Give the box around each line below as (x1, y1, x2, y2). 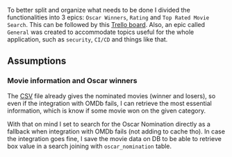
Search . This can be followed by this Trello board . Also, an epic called (7, 21, 206, 28)
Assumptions (7, 55, 67, 67)
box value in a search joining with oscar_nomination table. (7, 142, 172, 150)
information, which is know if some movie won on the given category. (7, 107, 206, 115)
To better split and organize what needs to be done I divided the (7, 6, 191, 14)
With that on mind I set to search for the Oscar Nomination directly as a (7, 120, 210, 128)
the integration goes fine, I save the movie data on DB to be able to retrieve (7, 134, 222, 142)
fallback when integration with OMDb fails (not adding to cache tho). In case (7, 127, 226, 136)
